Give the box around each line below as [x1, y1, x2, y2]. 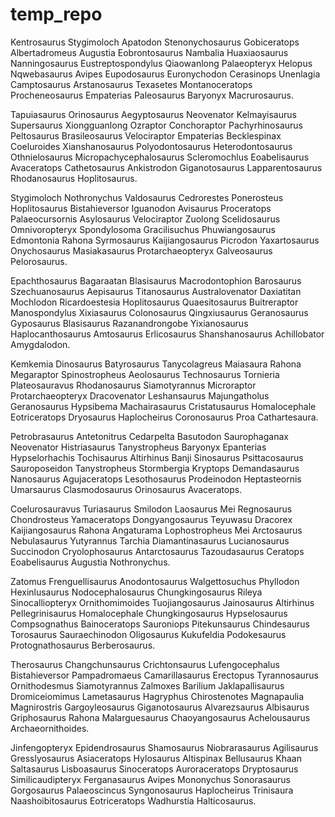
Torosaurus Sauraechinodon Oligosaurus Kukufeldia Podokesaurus [10, 628, 287, 640]
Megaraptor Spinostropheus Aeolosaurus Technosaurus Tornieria [10, 368, 280, 380]
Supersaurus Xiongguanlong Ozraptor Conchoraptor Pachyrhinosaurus [10, 119, 303, 131]
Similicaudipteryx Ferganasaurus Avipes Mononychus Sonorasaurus [10, 773, 291, 785]
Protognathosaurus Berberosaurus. [10, 639, 156, 651]
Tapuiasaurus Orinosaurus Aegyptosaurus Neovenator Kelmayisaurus [10, 108, 297, 120]
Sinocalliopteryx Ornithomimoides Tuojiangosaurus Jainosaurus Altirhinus [10, 596, 315, 608]
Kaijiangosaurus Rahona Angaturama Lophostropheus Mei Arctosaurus [10, 524, 303, 536]
